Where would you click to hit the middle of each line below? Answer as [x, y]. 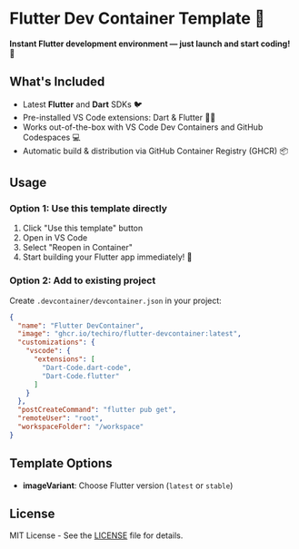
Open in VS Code [55, 238]
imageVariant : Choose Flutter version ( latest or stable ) [128, 485]
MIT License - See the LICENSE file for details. [96, 535]
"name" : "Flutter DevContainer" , [81, 326]
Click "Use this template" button [83, 228]
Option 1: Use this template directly [89, 209]
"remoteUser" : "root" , [60, 418]
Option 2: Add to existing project [83, 280]
